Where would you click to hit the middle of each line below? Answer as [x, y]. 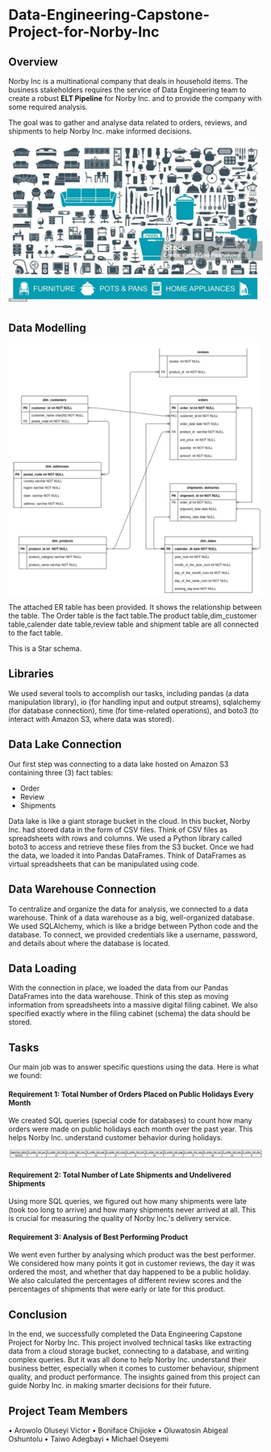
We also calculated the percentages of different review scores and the [125, 1281]
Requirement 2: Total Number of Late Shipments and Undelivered [120, 1175]
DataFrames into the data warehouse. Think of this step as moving [119, 997]
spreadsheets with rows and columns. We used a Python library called [125, 838]
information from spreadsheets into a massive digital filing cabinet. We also [133, 1005]
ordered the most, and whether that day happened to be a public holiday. [130, 1272]
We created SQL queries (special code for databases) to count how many [130, 1121]
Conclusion [38, 1314]
